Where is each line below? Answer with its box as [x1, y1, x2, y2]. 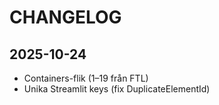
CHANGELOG [9, 6, 122, 29]
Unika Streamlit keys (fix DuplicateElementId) [23, 83, 211, 95]
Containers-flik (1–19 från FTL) [23, 72, 149, 84]
